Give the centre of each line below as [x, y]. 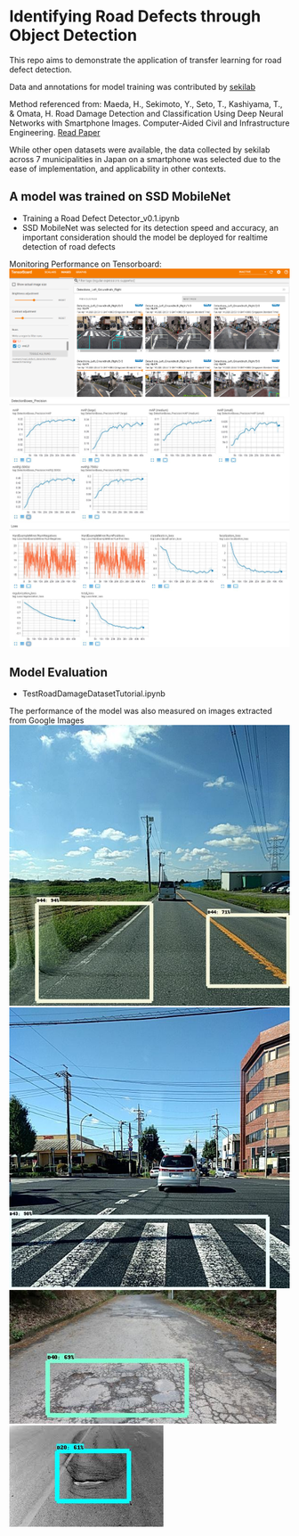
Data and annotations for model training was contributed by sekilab [133, 86]
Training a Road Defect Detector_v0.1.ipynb [101, 218]
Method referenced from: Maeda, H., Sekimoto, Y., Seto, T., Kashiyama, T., [146, 103]
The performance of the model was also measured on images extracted [141, 711]
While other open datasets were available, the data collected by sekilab [140, 150]
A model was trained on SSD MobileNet [120, 197]
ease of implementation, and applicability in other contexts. [118, 168]
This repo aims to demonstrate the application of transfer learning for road [145, 60]
